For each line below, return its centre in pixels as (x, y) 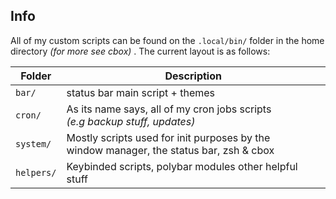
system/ (33, 143)
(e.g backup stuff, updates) (131, 121)
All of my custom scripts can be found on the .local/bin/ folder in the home (167, 40)
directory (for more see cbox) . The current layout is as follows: (140, 51)
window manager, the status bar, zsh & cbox (170, 150)
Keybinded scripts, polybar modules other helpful (182, 166)
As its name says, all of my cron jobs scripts (169, 109)
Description (193, 76)
